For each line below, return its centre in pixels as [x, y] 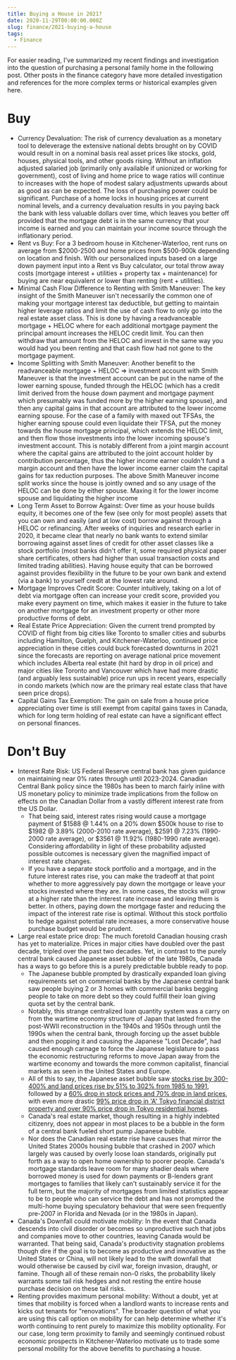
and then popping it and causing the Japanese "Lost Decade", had [125, 1041]
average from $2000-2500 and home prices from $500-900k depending [123, 251]
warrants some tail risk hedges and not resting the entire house [110, 1281]
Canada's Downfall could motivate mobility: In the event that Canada [117, 1221]
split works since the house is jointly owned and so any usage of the [117, 483]
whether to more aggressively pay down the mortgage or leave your [127, 884]
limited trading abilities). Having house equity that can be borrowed [115, 566]
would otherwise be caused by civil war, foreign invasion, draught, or [118, 1266]
